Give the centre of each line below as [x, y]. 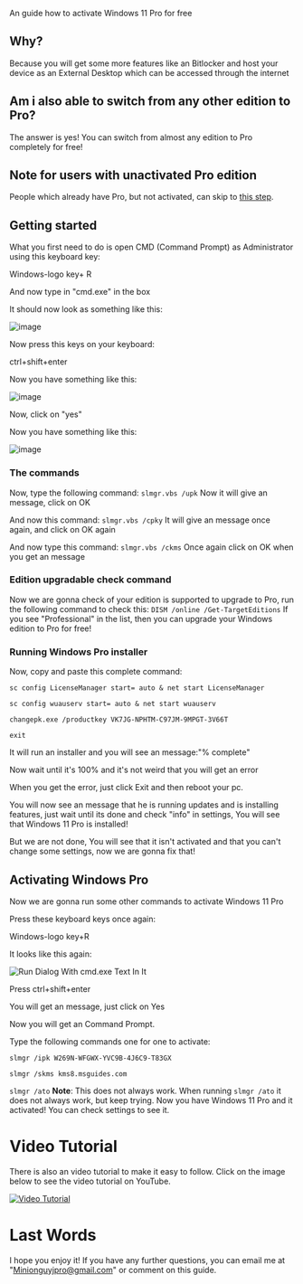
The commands [44, 473]
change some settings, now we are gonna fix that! [103, 851]
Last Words [53, 1236]
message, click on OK [50, 502]
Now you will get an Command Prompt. [82, 1024]
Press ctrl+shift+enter [50, 988]
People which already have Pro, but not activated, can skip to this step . [142, 197]
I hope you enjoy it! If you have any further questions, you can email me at [147, 1260]
